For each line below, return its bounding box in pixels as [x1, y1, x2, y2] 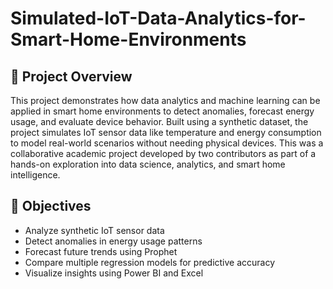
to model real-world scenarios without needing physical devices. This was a [10, 137, 324, 149]
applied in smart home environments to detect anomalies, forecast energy [10, 105, 315, 117]
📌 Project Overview [10, 68, 133, 85]
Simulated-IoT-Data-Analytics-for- [10, 7, 307, 30]
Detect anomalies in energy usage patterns [24, 235, 203, 247]
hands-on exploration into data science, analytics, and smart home [10, 158, 286, 170]
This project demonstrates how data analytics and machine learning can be [10, 95, 321, 106]
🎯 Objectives [10, 198, 92, 215]
